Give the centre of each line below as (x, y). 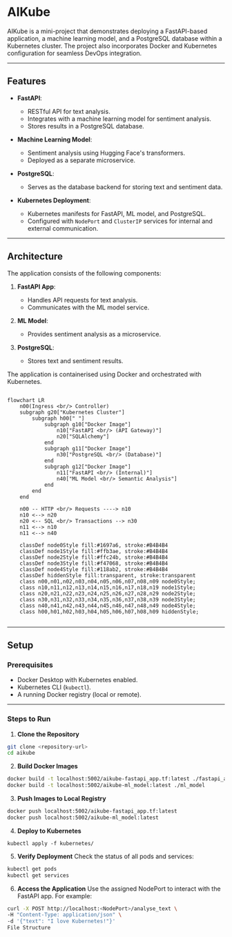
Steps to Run (29, 719)
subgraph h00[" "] (58, 418)
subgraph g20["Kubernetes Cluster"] (72, 412)
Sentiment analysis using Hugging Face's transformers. (106, 153)
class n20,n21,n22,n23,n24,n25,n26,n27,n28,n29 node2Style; (108, 593)
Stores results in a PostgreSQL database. (86, 126)
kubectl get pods (32, 869)
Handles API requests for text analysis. (83, 300)
